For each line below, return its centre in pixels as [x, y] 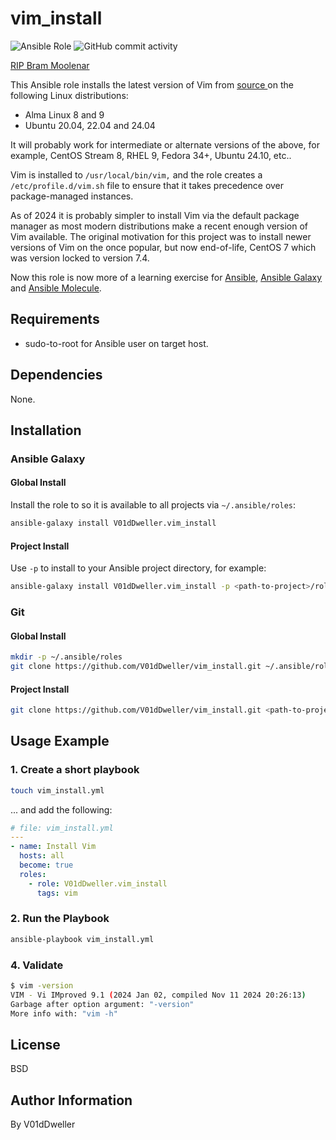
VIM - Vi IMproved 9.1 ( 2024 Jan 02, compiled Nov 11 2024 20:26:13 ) [158, 995]
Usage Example [60, 741]
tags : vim [57, 893]
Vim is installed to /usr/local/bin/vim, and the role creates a [136, 174]
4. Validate [37, 965]
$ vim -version [42, 986]
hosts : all [42, 856]
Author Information [71, 1100]
